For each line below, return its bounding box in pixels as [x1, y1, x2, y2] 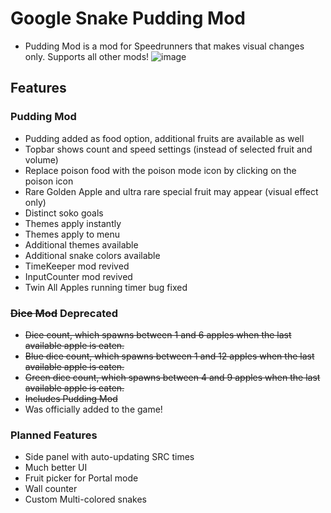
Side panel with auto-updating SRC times [24, 451, 195, 463]
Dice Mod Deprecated [10, 306, 119, 320]
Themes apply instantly [24, 217, 122, 229]
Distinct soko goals [24, 207, 104, 219]
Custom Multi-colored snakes [24, 493, 147, 506]
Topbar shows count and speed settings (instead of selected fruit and [24, 143, 313, 155]
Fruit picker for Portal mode [24, 472, 139, 484]
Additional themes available [24, 238, 139, 251]
